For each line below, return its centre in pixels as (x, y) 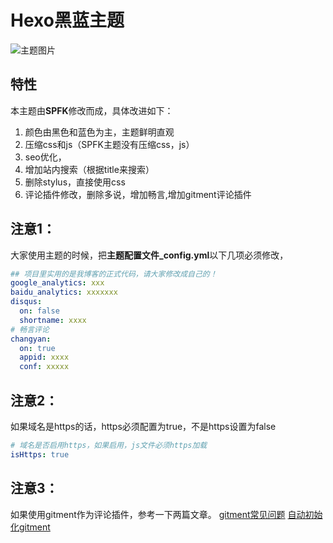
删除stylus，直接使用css (75, 182)
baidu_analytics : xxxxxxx (64, 292)
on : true (37, 348)
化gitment (30, 527)
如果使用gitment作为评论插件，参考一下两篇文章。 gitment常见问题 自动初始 (166, 514)
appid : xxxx (44, 357)
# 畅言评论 (30, 329)
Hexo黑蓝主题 (67, 20)
